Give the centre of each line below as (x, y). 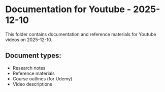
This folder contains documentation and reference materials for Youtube (81, 34)
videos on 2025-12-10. (29, 40)
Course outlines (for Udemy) (42, 79)
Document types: (34, 56)
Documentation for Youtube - (68, 9)
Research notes (29, 68)
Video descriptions (32, 84)
